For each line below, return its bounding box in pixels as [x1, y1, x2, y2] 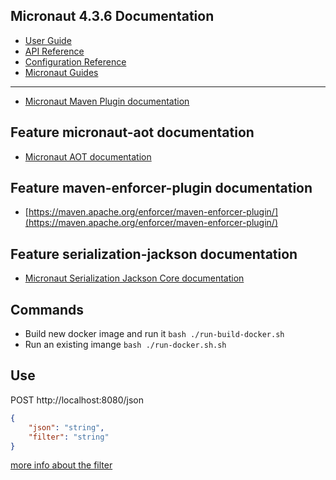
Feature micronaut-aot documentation [10, 124, 255, 141]
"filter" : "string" [28, 432, 110, 442]
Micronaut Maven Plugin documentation [24, 95, 190, 107]
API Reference [24, 45, 85, 57]
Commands [10, 301, 85, 318]
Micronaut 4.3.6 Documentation [10, 8, 215, 25]
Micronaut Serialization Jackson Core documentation [24, 272, 245, 284]
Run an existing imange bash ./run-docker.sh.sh [24, 339, 227, 351]
